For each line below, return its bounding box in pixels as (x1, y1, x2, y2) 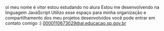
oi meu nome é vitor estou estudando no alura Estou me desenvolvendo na (5, 4, 159, 10)
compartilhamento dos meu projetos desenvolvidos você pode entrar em (5, 15, 155, 20)
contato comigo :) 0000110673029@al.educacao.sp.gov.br (5, 20, 126, 26)
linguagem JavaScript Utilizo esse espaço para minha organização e (5, 9, 146, 15)
